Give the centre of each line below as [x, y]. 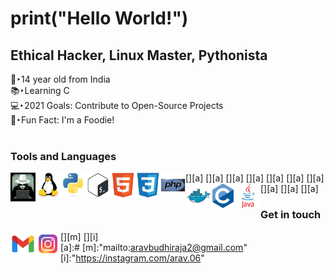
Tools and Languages [63, 156]
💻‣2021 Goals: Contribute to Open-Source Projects [117, 105]
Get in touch [291, 215]
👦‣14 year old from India [60, 79]
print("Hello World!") [99, 18]
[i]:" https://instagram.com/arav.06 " [132, 258]
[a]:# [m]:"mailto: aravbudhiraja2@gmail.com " [154, 247]
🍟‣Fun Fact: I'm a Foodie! [62, 120]
